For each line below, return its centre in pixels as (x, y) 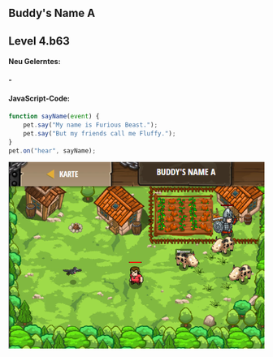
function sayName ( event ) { (54, 117)
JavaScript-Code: (39, 98)
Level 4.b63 (39, 41)
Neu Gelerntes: (35, 62)
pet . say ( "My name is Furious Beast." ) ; (91, 125)
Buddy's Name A (52, 13)
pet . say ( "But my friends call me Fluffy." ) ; (100, 133)
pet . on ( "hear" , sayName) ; (52, 151)
